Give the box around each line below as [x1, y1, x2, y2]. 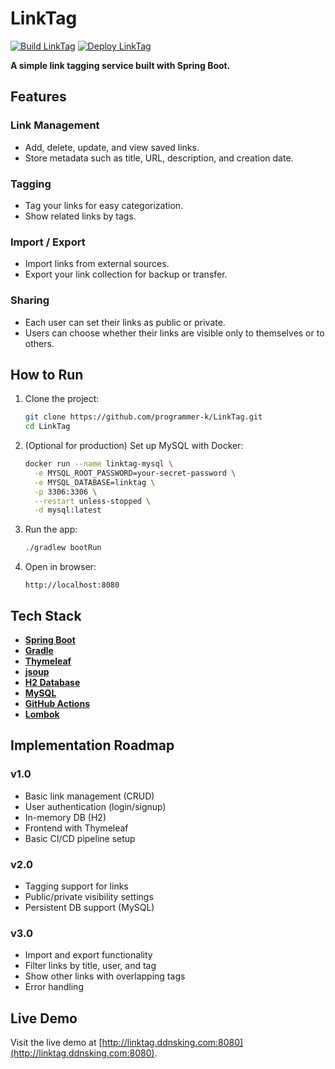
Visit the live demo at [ [10, 1037, 103, 1049]
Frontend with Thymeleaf [24, 822, 129, 834]
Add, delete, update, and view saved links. [24, 141, 200, 153]
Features [10, 88, 67, 106]
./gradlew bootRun [24, 543, 102, 553]
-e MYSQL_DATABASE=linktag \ [34, 477, 156, 487]
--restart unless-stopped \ [34, 496, 152, 506]
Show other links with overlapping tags [24, 970, 186, 982]
